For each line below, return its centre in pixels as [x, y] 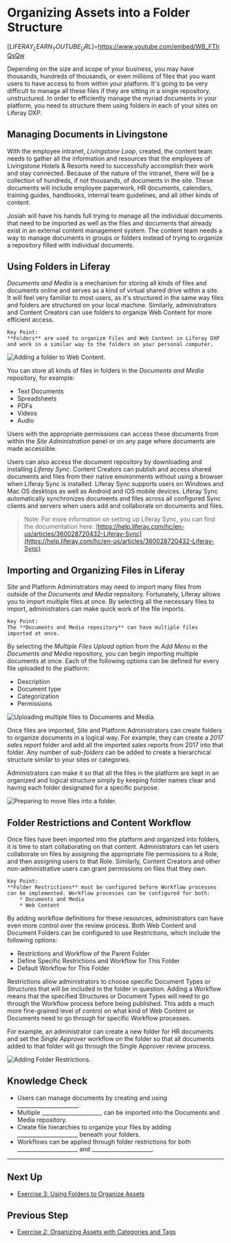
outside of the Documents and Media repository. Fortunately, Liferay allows [114, 594]
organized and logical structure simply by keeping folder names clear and [111, 780]
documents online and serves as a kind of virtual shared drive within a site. [113, 290]
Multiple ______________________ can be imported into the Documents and [118, 1112]
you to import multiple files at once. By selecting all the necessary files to [111, 602]
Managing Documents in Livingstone [88, 135]
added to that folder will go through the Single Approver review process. [109, 1046]
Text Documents [40, 392]
